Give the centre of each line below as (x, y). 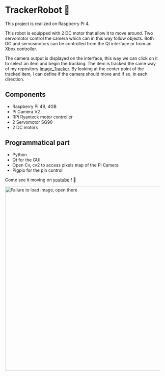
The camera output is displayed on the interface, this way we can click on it (82, 58)
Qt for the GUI (26, 160)
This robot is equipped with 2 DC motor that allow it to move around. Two (79, 33)
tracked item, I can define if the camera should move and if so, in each (76, 74)
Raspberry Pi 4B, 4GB (34, 106)
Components (25, 94)
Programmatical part (37, 143)
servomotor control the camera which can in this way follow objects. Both (80, 38)
